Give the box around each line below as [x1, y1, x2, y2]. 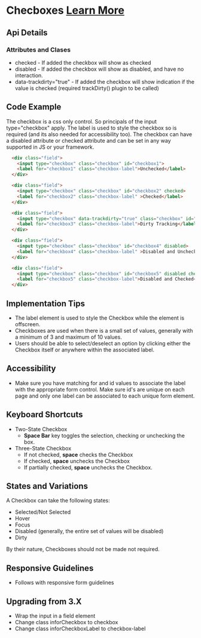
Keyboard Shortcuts [6, 410, 83, 420]
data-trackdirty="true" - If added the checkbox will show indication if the [14, 78, 194, 85]
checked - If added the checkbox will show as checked [14, 59, 151, 66]
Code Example [6, 102, 62, 112]
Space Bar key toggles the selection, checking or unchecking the [23, 432, 185, 439]
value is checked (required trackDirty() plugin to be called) [14, 85, 160, 92]
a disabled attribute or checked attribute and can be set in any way [6, 137, 172, 144]
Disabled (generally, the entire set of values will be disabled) [14, 528, 164, 535]
